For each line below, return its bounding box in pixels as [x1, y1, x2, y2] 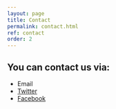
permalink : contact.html [7, 23, 79, 30]
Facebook [17, 94, 46, 102]
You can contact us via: [7, 61, 110, 73]
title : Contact [7, 17, 51, 23]
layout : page [7, 10, 45, 17]
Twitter [17, 87, 38, 95]
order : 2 [7, 36, 32, 43]
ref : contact [7, 29, 45, 37]
